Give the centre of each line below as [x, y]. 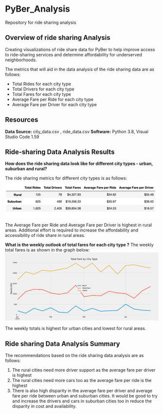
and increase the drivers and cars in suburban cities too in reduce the [82, 401]
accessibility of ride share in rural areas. [45, 235]
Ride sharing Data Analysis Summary [63, 344]
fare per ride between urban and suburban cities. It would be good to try [85, 396]
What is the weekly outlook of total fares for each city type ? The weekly [80, 245]
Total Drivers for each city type [43, 89]
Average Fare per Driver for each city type [54, 104]
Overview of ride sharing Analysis [58, 38]
